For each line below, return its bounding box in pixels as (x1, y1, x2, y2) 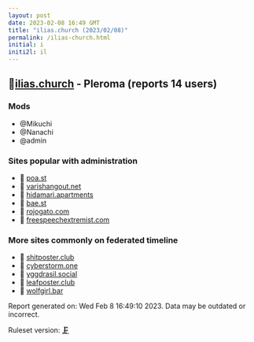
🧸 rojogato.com (19, 206, 70, 216)
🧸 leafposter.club (19, 277, 75, 288)
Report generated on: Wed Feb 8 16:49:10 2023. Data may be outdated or (8, 301, 246, 311)
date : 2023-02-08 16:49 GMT (8, 19, 101, 27)
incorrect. (8, 310, 40, 319)
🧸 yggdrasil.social (19, 270, 78, 279)
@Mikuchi (19, 119, 53, 128)
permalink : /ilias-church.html (8, 33, 111, 42)
